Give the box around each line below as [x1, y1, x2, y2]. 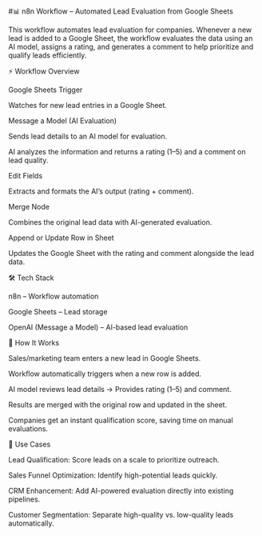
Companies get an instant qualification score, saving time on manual [8, 415, 233, 425]
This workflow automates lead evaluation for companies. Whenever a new [8, 25, 252, 34]
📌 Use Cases [8, 439, 51, 449]
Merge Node [8, 202, 50, 211]
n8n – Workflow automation [8, 291, 99, 301]
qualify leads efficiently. [8, 50, 87, 60]
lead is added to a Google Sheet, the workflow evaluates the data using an [8, 34, 253, 42]
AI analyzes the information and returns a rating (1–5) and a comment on [8, 147, 246, 156]
